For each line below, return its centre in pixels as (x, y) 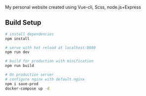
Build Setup (23, 23)
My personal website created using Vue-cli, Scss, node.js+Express (73, 7)
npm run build (20, 66)
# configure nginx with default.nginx (45, 79)
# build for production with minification (49, 61)
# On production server (30, 75)
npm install (17, 39)
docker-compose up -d (27, 89)
